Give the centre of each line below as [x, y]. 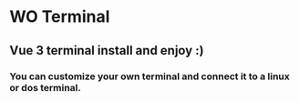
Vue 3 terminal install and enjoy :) [107, 50]
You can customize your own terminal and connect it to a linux [149, 76]
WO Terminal [60, 17]
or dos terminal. [46, 87]
